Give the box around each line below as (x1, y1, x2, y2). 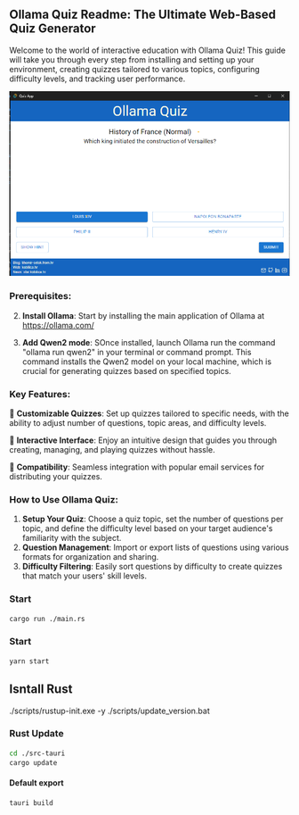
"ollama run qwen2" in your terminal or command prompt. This (21, 346, 252, 357)
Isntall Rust (9, 682, 73, 697)
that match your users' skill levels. (21, 570, 147, 581)
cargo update (9, 758, 58, 767)
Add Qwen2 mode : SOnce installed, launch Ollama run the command (21, 337, 276, 347)
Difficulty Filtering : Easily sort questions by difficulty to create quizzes (21, 561, 283, 572)
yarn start (9, 656, 50, 666)
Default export (9, 778, 64, 788)
